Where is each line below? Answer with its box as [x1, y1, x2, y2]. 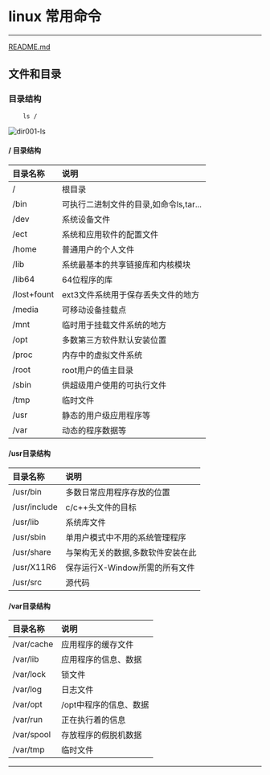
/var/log [12, 684, 43, 695]
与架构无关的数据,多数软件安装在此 [65, 547, 197, 559]
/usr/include [12, 502, 58, 513]
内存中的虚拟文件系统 [61, 349, 143, 360]
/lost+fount [12, 289, 55, 300]
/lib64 [12, 273, 35, 285]
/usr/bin [12, 486, 43, 498]
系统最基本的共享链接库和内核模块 [61, 259, 191, 270]
